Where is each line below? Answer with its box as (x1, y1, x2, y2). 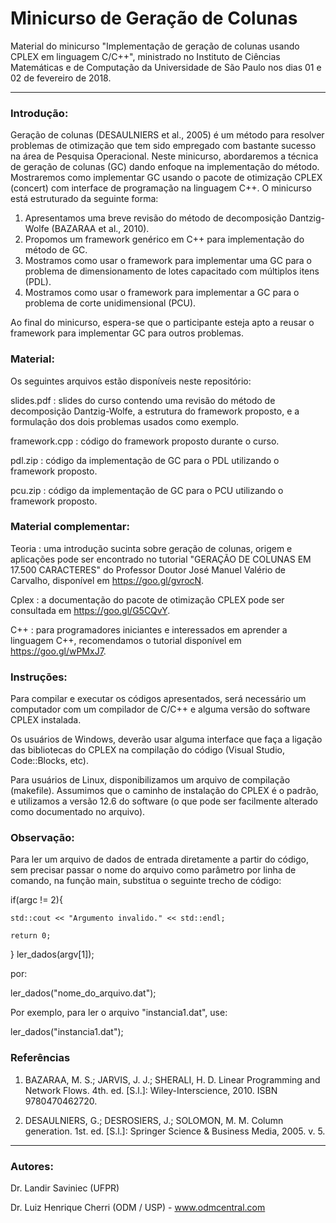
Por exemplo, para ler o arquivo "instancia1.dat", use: (10, 1007, 228, 1019)
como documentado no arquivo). (10, 806, 146, 818)
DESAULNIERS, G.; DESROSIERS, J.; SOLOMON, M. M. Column (24, 1114, 284, 1126)
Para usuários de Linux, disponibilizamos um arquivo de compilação (10, 774, 291, 786)
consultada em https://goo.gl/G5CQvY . (10, 604, 171, 616)
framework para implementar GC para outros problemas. (10, 327, 244, 339)
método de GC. (24, 244, 88, 256)
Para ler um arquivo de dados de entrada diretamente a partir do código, (10, 853, 309, 866)
